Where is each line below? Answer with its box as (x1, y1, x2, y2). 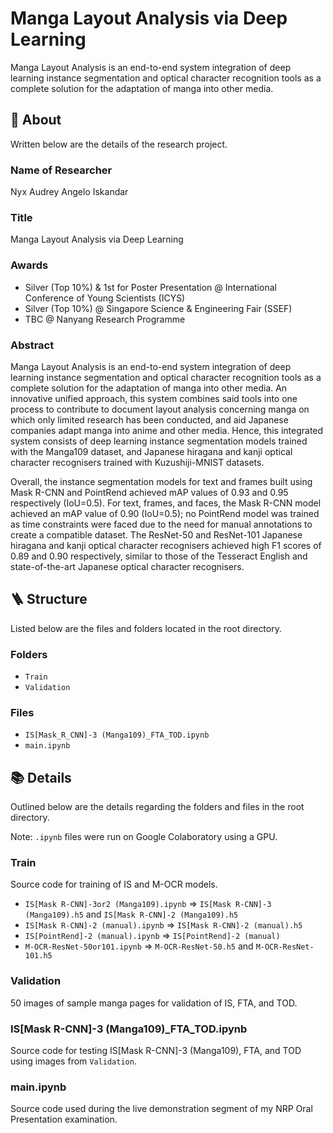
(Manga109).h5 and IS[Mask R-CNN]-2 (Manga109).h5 (24, 908, 239, 921)
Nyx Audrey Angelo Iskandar (10, 186, 129, 198)
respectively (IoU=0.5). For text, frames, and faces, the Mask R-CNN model (10, 497, 322, 509)
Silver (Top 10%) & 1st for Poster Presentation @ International (24, 281, 277, 293)
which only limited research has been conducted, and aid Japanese (10, 413, 289, 426)
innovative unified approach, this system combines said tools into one (10, 392, 298, 404)
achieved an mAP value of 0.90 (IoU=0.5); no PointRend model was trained (10, 507, 320, 519)
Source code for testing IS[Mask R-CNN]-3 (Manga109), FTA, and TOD (10, 1045, 302, 1057)
